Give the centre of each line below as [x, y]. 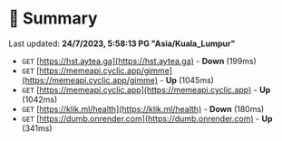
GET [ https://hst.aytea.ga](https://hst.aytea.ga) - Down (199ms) [139, 61]
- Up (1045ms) [187, 80]
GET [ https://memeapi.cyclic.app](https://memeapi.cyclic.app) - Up [146, 89]
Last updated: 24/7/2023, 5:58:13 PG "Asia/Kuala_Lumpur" [122, 43]
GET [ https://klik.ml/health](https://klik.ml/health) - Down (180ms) [143, 108]
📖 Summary [53, 19]
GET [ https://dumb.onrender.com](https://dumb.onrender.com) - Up [147, 118]
